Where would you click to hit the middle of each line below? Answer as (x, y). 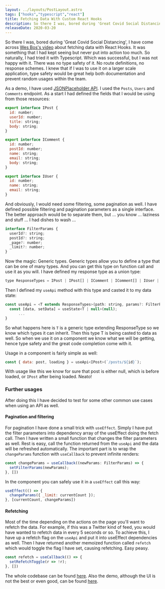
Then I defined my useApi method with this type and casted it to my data (78, 290)
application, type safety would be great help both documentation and (75, 74)
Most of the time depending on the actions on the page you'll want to (75, 522)
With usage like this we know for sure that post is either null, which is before (82, 371)
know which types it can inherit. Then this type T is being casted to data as (81, 333)
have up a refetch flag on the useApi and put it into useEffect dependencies (81, 538)
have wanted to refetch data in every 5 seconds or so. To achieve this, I (77, 532)
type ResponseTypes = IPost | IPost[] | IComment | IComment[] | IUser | (82, 281)
